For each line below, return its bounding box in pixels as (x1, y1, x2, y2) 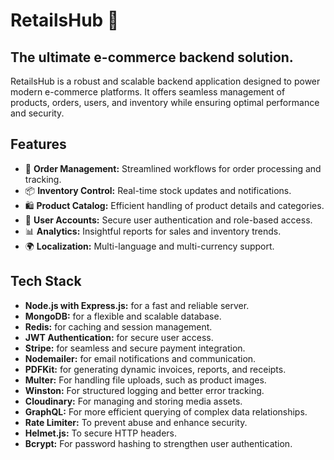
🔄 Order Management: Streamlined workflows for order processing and (24, 162, 322, 174)
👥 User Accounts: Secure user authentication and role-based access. (24, 214, 313, 226)
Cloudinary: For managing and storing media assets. (24, 395, 243, 407)
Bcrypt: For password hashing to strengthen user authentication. (24, 437, 293, 449)
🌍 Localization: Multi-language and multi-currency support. (24, 240, 275, 252)
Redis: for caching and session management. (24, 320, 213, 333)
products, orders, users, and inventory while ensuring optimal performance (10, 97, 320, 108)
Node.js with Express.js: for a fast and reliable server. (24, 299, 250, 311)
